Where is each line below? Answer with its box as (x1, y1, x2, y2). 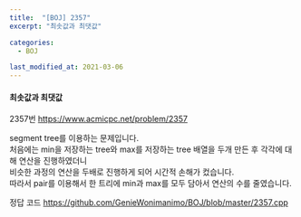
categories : (9, 38, 54, 47)
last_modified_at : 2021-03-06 (9, 62, 124, 72)
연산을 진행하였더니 (18, 156, 88, 166)
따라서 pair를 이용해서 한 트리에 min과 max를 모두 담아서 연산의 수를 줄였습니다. (9, 178, 292, 189)
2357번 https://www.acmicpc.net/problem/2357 (9, 114, 189, 125)
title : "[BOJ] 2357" (9, 13, 92, 23)
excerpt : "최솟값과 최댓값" (9, 22, 102, 31)
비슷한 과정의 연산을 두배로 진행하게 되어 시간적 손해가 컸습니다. (9, 166, 235, 177)
